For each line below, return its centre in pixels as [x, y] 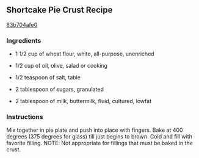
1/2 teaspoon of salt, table [48, 77]
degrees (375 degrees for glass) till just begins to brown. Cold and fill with [99, 137]
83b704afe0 [22, 24]
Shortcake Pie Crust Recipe [60, 10]
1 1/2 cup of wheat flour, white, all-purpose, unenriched [85, 54]
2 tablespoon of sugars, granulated [59, 89]
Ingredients [24, 40]
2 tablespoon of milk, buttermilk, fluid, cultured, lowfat [83, 101]
